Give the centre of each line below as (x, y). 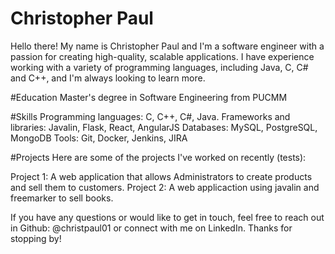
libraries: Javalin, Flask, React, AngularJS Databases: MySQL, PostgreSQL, (164, 127)
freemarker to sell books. (62, 198)
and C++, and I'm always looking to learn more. (108, 78)
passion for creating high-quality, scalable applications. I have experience (162, 56)
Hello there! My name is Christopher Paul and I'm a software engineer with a (167, 46)
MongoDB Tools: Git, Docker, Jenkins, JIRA (99, 138)
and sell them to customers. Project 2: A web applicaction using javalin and (165, 187)
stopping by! (36, 238)
